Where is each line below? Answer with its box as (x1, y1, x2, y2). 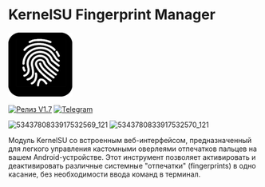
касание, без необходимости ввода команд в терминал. (8, 169, 201, 179)
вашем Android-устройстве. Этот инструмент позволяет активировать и (8, 152, 256, 161)
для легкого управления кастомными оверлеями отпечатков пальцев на (8, 144, 258, 153)
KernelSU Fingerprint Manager (8, 6, 216, 24)
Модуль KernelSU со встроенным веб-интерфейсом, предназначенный (8, 135, 252, 145)
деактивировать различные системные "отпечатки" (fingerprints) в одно (8, 161, 257, 170)
